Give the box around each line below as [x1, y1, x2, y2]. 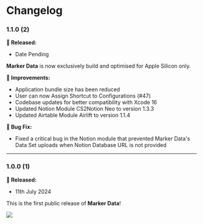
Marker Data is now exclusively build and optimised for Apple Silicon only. [6, 62, 192, 70]
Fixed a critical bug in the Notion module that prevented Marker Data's [14, 135, 190, 142]
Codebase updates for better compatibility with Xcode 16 [14, 99, 157, 106]
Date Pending [14, 51, 50, 58]
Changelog [6, 4, 63, 18]
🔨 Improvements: [6, 74, 50, 82]
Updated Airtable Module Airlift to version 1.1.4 [14, 111, 130, 119]
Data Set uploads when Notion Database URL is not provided [14, 142, 167, 149]
